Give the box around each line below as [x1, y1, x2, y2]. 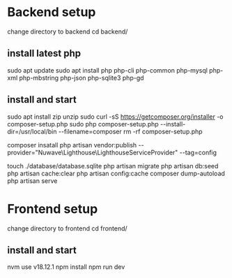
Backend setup [7, 4, 96, 20]
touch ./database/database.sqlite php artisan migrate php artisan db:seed [7, 161, 219, 170]
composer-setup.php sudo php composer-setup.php [7, 119, 159, 128]
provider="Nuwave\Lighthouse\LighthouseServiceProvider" [7, 148, 178, 156]
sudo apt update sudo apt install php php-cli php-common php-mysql [7, 66, 208, 74]
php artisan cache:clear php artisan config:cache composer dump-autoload [7, 169, 225, 177]
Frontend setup [7, 200, 98, 217]
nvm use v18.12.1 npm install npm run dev [7, 263, 125, 271]
